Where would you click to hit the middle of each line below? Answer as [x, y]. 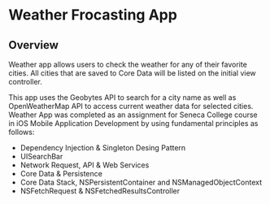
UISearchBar [41, 156]
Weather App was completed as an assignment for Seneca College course [133, 115]
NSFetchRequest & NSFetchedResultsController [100, 191]
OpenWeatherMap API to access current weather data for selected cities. [131, 106]
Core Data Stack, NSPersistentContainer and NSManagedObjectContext [141, 182]
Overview [34, 45]
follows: [22, 132]
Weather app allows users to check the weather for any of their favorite [128, 64]
